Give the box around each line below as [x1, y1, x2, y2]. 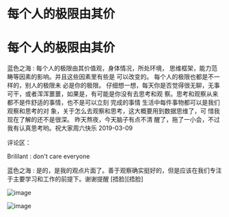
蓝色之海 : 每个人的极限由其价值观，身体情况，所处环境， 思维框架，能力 [7, 64, 212, 73]
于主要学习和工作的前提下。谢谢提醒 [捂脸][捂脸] [7, 175, 144, 183]
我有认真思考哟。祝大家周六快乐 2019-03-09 [7, 124, 133, 132]
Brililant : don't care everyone [7, 152, 90, 161]
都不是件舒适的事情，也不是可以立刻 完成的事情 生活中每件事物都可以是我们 [7, 99, 220, 107]
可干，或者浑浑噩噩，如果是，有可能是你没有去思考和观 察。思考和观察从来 [7, 90, 219, 98]
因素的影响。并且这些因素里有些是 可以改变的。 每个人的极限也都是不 [18, 73, 214, 81]
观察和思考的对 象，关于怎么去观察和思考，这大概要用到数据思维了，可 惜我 [7, 107, 220, 115]
